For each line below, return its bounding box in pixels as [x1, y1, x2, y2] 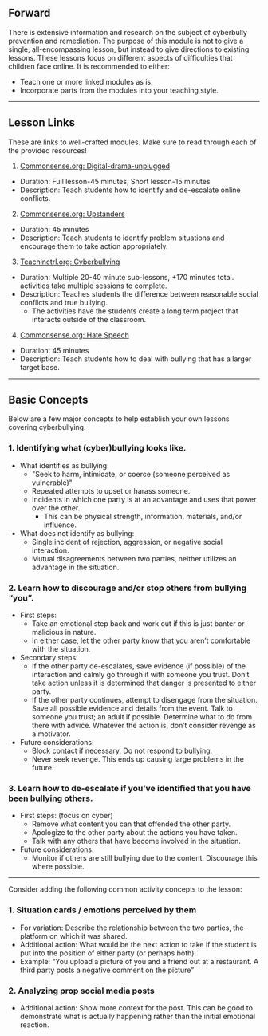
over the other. [31, 502, 81, 513]
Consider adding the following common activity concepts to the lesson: [8, 884, 242, 894]
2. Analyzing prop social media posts [8, 985, 155, 996]
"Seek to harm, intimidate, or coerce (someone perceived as [31, 469, 231, 479]
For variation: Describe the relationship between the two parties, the [19, 923, 244, 932]
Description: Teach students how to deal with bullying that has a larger [19, 354, 252, 364]
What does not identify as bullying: [19, 528, 135, 538]
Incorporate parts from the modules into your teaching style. [19, 85, 219, 95]
